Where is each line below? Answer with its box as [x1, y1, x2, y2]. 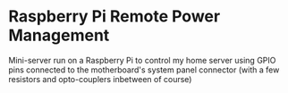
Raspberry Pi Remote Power [8, 6, 221, 27]
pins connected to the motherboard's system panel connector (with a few [8, 64, 280, 75]
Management [8, 25, 110, 46]
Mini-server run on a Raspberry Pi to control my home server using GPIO [8, 55, 276, 65]
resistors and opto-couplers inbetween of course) [8, 73, 192, 84]
